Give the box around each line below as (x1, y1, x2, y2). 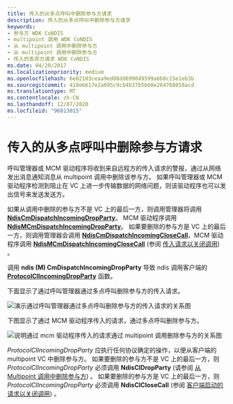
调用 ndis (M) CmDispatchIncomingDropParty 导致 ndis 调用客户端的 (7, 263, 208, 272)
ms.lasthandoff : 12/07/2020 (7, 101, 89, 108)
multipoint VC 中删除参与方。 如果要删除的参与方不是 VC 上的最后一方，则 (7, 355, 220, 363)
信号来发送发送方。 (13, 189, 68, 199)
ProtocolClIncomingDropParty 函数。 (7, 272, 117, 280)
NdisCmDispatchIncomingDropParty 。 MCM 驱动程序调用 (7, 213, 177, 222)
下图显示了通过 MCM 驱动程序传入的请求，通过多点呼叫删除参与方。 (7, 316, 203, 325)
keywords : (7, 23, 36, 30)
